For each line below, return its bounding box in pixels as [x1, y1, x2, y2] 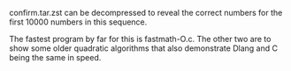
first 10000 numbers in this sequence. [9, 17, 148, 27]
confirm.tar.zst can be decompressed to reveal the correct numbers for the [9, 8, 283, 18]
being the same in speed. [9, 53, 102, 62]
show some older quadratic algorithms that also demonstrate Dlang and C [9, 43, 279, 53]
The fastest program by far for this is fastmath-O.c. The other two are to [9, 34, 272, 44]
